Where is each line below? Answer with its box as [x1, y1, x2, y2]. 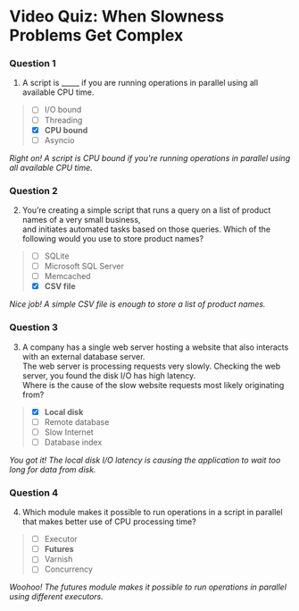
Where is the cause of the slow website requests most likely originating [21, 379, 285, 390]
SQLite [44, 250, 70, 261]
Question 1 [9, 57, 56, 70]
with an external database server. [21, 351, 145, 361]
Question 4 [9, 486, 59, 498]
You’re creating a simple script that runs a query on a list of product [21, 205, 271, 216]
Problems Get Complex [9, 25, 184, 46]
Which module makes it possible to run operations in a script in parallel [21, 507, 283, 518]
